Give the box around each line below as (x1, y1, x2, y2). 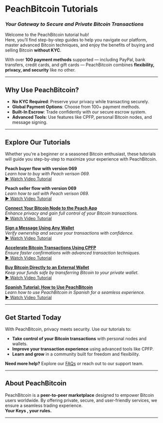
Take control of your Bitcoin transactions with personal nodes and (12, 335, 147, 341)
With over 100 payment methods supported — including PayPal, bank (5, 57, 146, 63)
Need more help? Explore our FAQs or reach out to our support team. (5, 360, 144, 366)
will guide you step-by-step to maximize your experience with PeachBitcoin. (5, 156, 157, 162)
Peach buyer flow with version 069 (5, 166, 77, 171)
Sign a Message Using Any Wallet (5, 225, 74, 231)
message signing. (12, 119, 48, 125)
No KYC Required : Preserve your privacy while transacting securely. (12, 99, 149, 105)
